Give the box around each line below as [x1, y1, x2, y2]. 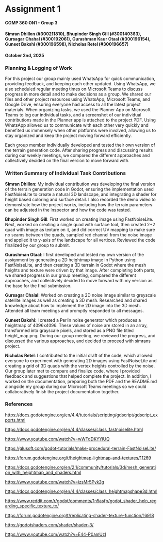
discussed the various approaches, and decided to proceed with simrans [5, 338, 151, 344]
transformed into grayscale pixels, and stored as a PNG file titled [5, 328, 134, 333]
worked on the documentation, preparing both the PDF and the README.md [5, 378, 157, 384]
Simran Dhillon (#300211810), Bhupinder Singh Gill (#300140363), [5, 31, 142, 37]
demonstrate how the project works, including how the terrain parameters [5, 201, 153, 208]
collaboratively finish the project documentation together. [5, 388, 120, 394]
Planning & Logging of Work [5, 64, 72, 71]
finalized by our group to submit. [5, 242, 70, 248]
